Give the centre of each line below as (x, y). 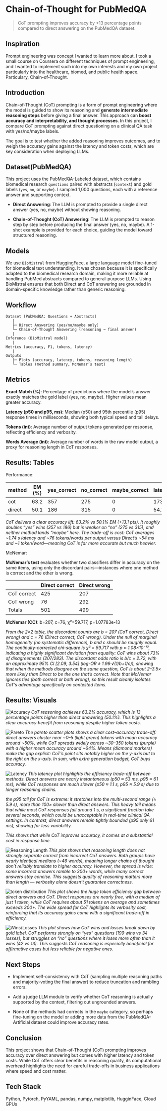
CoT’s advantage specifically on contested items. (56, 684)
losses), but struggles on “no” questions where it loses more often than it (80, 938)
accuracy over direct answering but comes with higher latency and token (80, 1055)
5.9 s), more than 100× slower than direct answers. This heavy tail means (81, 804)
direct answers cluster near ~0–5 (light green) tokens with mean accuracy (82, 738)
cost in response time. (28, 841)
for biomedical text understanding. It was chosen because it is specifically (82, 268)
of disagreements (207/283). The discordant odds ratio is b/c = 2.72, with (81, 658)
